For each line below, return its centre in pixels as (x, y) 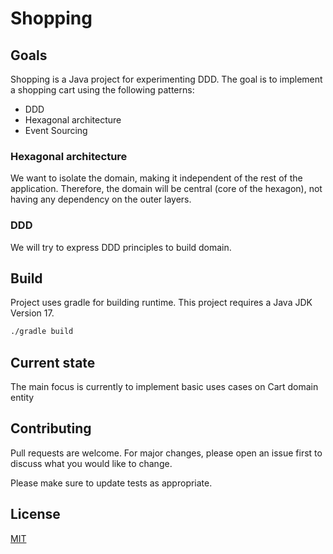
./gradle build (42, 332)
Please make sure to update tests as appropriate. (111, 483)
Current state (53, 362)
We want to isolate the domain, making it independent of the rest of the (156, 178)
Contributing (51, 428)
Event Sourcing (56, 130)
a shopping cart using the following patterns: (102, 90)
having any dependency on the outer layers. (101, 199)
